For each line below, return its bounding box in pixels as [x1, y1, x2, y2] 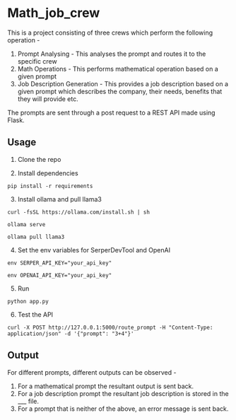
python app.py [7, 298, 49, 305]
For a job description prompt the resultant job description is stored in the [17, 389, 229, 397]
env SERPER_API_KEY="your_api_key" [7, 259, 112, 267]
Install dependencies [17, 168, 79, 177]
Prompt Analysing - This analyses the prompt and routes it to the [17, 49, 206, 58]
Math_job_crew [7, 5, 100, 21]
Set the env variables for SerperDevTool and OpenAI [17, 245, 171, 254]
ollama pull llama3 [7, 233, 65, 240]
